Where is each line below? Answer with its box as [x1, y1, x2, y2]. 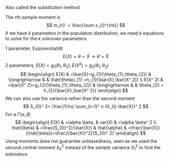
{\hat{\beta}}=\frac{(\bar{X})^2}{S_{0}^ [26, 130, 109, 137]
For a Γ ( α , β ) [5, 112, 31, 118]
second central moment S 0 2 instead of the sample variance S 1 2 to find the [5, 144, 161, 152]
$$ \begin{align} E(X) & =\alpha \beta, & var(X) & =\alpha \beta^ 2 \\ [15, 119, 157, 125]
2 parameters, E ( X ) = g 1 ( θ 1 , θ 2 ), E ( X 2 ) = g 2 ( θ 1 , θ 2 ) [5, 61, 109, 69]
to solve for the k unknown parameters [5, 36, 87, 41]
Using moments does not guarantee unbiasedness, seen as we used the [5, 138, 157, 144]
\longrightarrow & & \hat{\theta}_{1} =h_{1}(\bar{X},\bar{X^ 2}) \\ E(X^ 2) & [8, 76, 163, 83]
